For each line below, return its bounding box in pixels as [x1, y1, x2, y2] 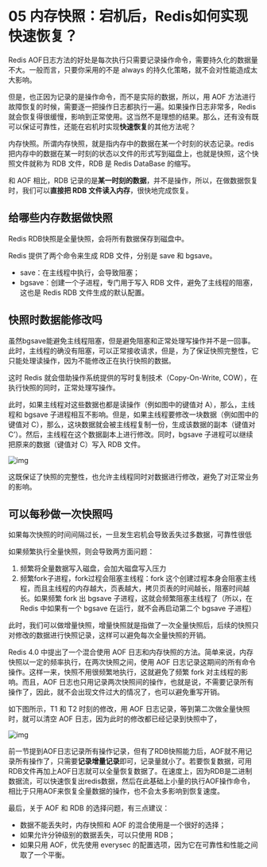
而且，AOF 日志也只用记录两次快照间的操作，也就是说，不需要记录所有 [21, 677, 254, 687]
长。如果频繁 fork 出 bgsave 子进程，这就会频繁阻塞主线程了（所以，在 [19, 594, 253, 603]
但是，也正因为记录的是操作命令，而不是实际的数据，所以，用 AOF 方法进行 [8, 92, 257, 101]
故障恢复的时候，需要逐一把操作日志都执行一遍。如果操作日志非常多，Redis [8, 101, 257, 112]
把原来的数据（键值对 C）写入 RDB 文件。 [8, 439, 145, 449]
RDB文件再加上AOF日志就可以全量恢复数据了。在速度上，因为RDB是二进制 [8, 767, 253, 776]
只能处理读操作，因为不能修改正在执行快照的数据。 [8, 355, 176, 365]
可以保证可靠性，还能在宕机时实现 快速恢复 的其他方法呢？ [8, 121, 196, 131]
